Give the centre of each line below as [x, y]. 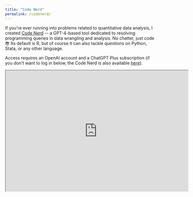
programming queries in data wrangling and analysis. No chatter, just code [80, 38]
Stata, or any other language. [34, 48]
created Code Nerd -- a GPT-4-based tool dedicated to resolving [70, 33]
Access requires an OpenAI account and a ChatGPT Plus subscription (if [77, 58]
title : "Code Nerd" [25, 9]
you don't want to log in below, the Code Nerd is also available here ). [74, 63]
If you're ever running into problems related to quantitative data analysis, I [79, 28]
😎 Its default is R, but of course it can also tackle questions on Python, [76, 43]
